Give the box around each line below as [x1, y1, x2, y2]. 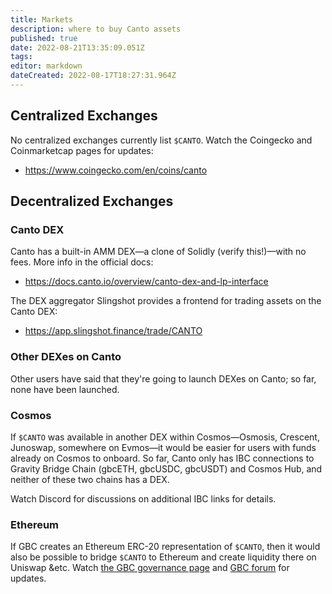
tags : [10, 52, 33, 62]
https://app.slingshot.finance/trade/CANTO [24, 325, 203, 337]
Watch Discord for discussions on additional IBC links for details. [10, 492, 277, 505]
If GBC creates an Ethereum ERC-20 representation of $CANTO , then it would [10, 541, 321, 553]
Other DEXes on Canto [10, 350, 122, 364]
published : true [10, 33, 78, 43]
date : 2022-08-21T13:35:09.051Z [10, 42, 145, 53]
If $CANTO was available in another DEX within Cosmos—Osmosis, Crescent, [10, 431, 320, 443]
